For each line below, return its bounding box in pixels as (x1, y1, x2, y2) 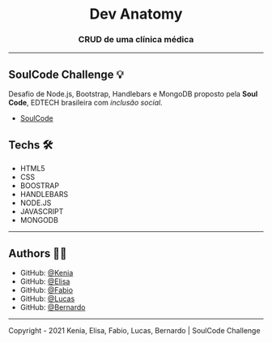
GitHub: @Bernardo (19, 302, 86, 312)
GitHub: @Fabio (19, 285, 74, 294)
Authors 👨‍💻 (8, 247, 67, 260)
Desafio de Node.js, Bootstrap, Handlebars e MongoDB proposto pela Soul (8, 89, 258, 99)
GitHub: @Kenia (19, 268, 74, 277)
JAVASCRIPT (19, 207, 64, 217)
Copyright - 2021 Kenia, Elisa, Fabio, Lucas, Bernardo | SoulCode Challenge (8, 325, 261, 335)
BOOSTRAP (19, 181, 59, 191)
